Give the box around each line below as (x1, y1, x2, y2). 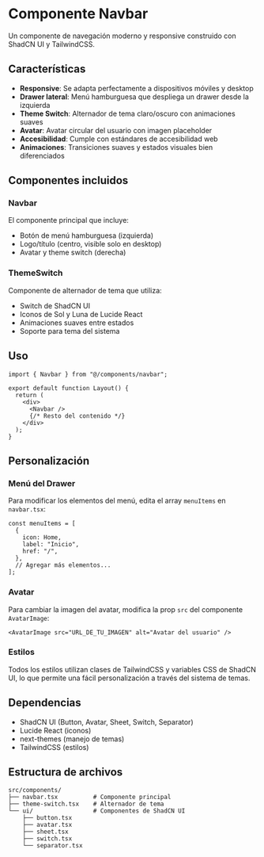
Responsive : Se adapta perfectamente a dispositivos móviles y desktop (19, 83, 255, 93)
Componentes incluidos (8, 174, 129, 187)
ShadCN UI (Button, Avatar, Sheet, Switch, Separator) (19, 717, 194, 726)
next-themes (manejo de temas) (19, 734, 125, 744)
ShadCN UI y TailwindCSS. (8, 39, 95, 48)
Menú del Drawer (8, 477, 76, 488)
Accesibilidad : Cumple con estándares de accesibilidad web (19, 134, 219, 143)
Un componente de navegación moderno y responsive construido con (8, 31, 237, 40)
